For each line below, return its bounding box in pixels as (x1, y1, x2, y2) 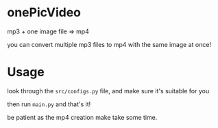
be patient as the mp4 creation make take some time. (7, 113, 158, 121)
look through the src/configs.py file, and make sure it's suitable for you (7, 86, 210, 95)
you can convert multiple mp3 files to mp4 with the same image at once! (7, 40, 211, 48)
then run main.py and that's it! (7, 100, 91, 108)
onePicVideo (7, 5, 81, 20)
